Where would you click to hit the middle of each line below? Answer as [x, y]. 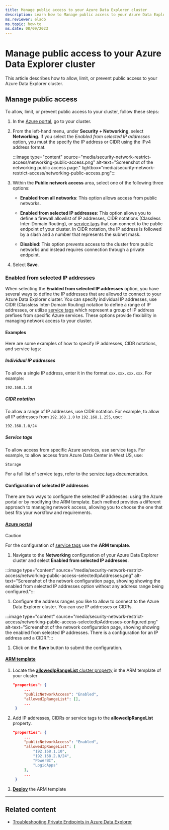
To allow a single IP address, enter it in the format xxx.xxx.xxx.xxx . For [78, 373]
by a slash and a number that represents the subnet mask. [80, 234]
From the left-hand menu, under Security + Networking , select [78, 131]
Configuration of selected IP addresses [47, 485]
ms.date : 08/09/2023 [27, 29]
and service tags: [23, 349]
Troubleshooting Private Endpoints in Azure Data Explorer [72, 821]
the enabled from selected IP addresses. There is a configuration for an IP [82, 632]
